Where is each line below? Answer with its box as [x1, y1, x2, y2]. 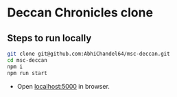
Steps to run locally [7, 32, 92, 44]
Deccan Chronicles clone [7, 5, 153, 21]
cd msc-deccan [7, 56, 48, 63]
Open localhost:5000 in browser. [16, 82, 110, 90]
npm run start [7, 69, 48, 76]
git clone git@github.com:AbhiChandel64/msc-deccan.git [7, 50, 170, 57]
